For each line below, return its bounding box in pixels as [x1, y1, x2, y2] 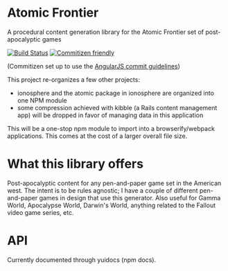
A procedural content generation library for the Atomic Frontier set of [7, 28, 204, 36]
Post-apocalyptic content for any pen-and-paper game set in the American [7, 179, 222, 187]
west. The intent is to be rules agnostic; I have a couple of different [7, 186, 198, 195]
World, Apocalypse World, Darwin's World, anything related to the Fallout [7, 201, 216, 209]
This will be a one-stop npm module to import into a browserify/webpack [7, 124, 215, 132]
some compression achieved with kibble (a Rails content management [17, 103, 218, 112]
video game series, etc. [7, 208, 74, 216]
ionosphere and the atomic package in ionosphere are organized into [17, 89, 215, 97]
